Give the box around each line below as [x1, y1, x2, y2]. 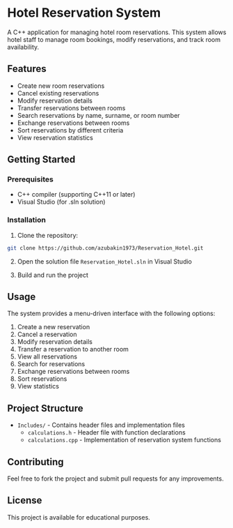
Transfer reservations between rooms [17, 103, 126, 112]
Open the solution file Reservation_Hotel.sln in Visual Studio [17, 257, 193, 266]
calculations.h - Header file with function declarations [27, 428, 186, 437]
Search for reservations [17, 360, 86, 368]
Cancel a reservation [17, 330, 77, 339]
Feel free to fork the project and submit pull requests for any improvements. [7, 474, 224, 483]
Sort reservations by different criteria [17, 126, 124, 134]
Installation [7, 215, 47, 225]
